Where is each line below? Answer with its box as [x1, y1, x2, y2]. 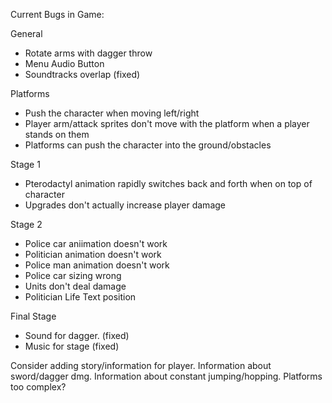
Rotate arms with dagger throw [24, 47, 153, 59]
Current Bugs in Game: [10, 9, 105, 20]
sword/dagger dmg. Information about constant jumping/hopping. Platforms [10, 370, 323, 382]
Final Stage [10, 310, 57, 322]
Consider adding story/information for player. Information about [10, 360, 272, 371]
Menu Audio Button [24, 58, 105, 69]
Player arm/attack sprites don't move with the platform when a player [24, 118, 310, 129]
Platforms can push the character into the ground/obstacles [24, 139, 272, 151]
